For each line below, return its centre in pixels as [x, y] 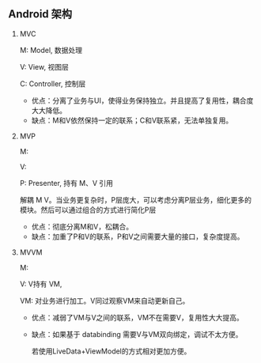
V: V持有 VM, [41, 284]
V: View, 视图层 [44, 66]
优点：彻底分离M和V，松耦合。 [82, 226]
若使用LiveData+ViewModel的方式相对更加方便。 [111, 351]
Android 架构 [40, 14]
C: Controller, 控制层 [53, 83]
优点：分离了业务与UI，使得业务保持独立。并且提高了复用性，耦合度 [142, 100]
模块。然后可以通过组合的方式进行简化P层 [88, 210]
